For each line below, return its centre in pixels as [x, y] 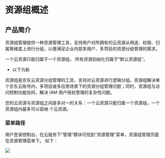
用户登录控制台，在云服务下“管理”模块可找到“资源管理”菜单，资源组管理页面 [82, 135]
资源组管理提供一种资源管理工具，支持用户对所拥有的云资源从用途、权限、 [80, 43]
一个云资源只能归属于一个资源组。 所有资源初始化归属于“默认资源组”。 [77, 59]
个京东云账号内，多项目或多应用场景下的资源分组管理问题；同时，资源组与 [80, 86]
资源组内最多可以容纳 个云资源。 [38, 109]
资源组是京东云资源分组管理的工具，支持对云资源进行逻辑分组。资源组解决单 [82, 80]
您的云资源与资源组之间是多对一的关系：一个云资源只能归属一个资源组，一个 [82, 103]
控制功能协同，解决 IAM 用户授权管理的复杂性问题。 [62, 92]
